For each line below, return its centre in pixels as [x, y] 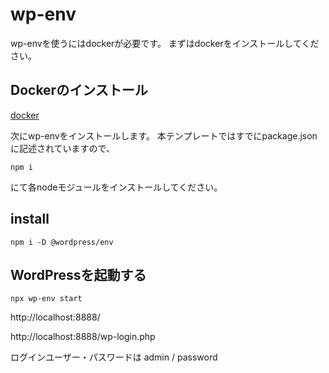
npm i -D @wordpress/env [62, 242]
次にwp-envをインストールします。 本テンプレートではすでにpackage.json [164, 135]
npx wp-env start [46, 299]
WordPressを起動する [78, 274]
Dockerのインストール [79, 90]
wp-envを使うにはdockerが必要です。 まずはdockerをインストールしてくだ [165, 43]
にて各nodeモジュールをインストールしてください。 [116, 187]
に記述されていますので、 [63, 148]
